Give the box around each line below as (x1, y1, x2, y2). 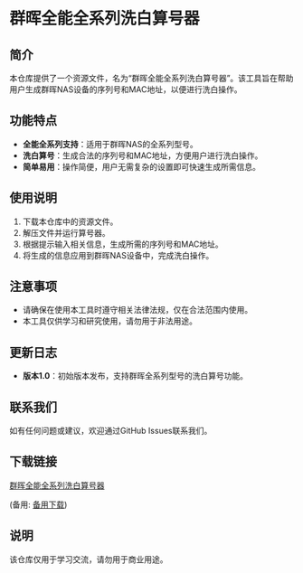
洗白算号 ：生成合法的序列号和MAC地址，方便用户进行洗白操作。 (22, 150, 263, 161)
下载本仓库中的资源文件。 (22, 216, 118, 227)
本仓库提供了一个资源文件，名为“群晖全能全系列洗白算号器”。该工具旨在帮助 (9, 73, 294, 83)
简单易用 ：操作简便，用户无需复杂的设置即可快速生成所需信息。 (22, 161, 260, 172)
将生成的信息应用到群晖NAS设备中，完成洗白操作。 (22, 249, 214, 260)
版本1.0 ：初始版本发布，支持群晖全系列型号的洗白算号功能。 (22, 371, 249, 381)
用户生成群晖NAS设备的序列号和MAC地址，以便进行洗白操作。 (9, 84, 242, 95)
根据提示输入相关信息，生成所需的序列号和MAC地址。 (22, 239, 223, 249)
